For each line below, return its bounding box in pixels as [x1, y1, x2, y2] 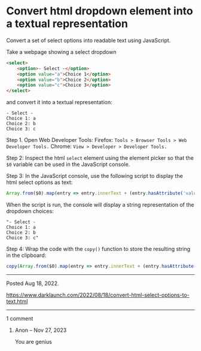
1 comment [6, 314, 33, 322]
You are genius [14, 338, 52, 345]
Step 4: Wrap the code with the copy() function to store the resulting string [6, 246, 190, 253]
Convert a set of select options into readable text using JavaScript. [6, 37, 171, 44]
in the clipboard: [6, 252, 47, 259]
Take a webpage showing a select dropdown [6, 48, 117, 55]
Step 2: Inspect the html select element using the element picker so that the [6, 155, 194, 162]
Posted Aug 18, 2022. [6, 280, 59, 287]
